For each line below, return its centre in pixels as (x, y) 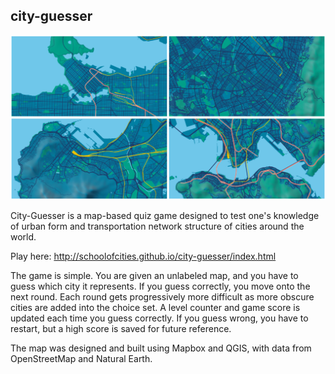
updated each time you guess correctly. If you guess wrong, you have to (159, 318)
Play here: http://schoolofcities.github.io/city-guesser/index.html (143, 256)
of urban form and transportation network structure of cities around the (157, 226)
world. (23, 237)
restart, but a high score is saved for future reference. (121, 329)
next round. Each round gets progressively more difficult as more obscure (162, 297)
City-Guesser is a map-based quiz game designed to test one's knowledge (165, 216)
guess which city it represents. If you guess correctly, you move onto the (160, 286)
